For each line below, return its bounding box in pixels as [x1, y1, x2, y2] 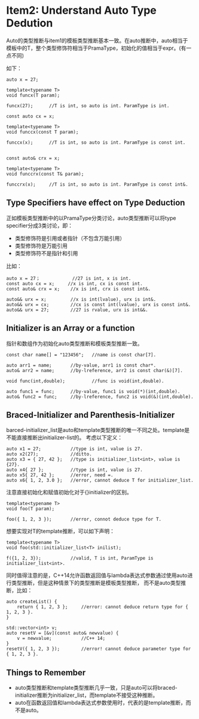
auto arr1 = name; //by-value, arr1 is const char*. [6, 362, 157, 368]
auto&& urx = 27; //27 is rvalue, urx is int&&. [6, 307, 148, 313]
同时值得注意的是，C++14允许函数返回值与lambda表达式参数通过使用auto [6, 572, 188, 579]
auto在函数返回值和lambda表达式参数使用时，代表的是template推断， [14, 699, 186, 706]
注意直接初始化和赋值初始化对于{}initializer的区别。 [6, 489, 133, 496]
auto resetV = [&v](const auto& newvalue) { [6, 630, 119, 636]
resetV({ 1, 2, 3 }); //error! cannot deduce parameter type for [6, 646, 191, 652]
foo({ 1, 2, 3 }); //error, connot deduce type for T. [6, 516, 162, 522]
